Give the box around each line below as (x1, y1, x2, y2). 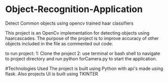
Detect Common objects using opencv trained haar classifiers (5, 20, 134, 26)
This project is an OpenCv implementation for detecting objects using (5, 30, 150, 36)
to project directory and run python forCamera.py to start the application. (5, 55, 157, 61)
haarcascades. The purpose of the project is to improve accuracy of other (5, 35, 159, 41)
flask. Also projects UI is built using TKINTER (5, 70, 98, 76)
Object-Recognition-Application (5, 4, 143, 15)
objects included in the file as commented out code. (5, 40, 114, 46)
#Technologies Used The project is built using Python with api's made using (5, 65, 163, 71)
